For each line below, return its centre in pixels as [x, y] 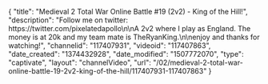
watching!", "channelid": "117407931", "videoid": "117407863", [110, 46]
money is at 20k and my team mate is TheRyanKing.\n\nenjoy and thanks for [134, 37]
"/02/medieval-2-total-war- [198, 62]
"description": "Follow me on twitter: [68, 20]
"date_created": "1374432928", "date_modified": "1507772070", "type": [126, 54]
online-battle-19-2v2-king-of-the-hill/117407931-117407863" [108, 71]
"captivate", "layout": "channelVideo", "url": [80, 62]
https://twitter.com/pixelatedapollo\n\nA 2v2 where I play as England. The [130, 28]
